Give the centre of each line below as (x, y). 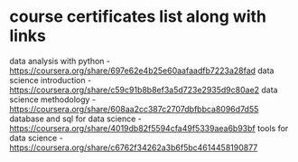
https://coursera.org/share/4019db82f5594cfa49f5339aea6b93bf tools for (149, 128)
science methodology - (53, 99)
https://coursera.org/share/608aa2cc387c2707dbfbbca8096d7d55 (134, 109)
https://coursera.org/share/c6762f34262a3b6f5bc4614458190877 (134, 148)
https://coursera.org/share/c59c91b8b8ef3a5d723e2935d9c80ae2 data (144, 90)
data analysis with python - (60, 61)
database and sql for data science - (75, 119)
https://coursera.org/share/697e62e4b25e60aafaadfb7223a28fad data (142, 71)
